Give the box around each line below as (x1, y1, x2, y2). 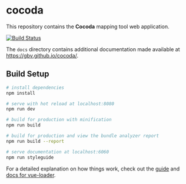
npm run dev (6, 106, 35, 112)
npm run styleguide (6, 154, 54, 160)
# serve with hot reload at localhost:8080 (6, 101, 115, 106)
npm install (6, 90, 35, 96)
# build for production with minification (6, 117, 112, 123)
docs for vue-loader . (6, 171, 56, 178)
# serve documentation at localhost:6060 (6, 149, 109, 155)
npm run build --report (6, 138, 65, 144)
